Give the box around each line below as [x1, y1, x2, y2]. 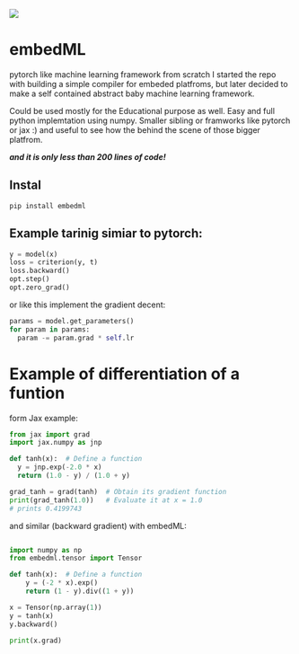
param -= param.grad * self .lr [17, 333, 135, 342]
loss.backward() [9, 266, 70, 276]
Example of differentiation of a [9, 364, 241, 384]
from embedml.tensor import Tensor [9, 553, 143, 563]
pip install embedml [9, 201, 87, 210]
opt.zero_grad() [9, 283, 70, 292]
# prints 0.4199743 [9, 504, 83, 513]
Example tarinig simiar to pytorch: [9, 225, 204, 242]
